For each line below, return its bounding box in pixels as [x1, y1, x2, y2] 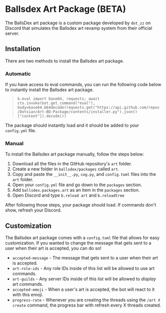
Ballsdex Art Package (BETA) [5, 3, 126, 15]
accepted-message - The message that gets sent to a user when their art [12, 255, 159, 261]
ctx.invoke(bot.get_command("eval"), [17, 101, 96, 106]
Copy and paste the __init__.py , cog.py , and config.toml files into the [12, 171, 156, 177]
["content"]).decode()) [17, 114, 67, 119]
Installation [5, 45, 41, 53]
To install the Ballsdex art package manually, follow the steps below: [5, 151, 145, 157]
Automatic [5, 70, 31, 77]
